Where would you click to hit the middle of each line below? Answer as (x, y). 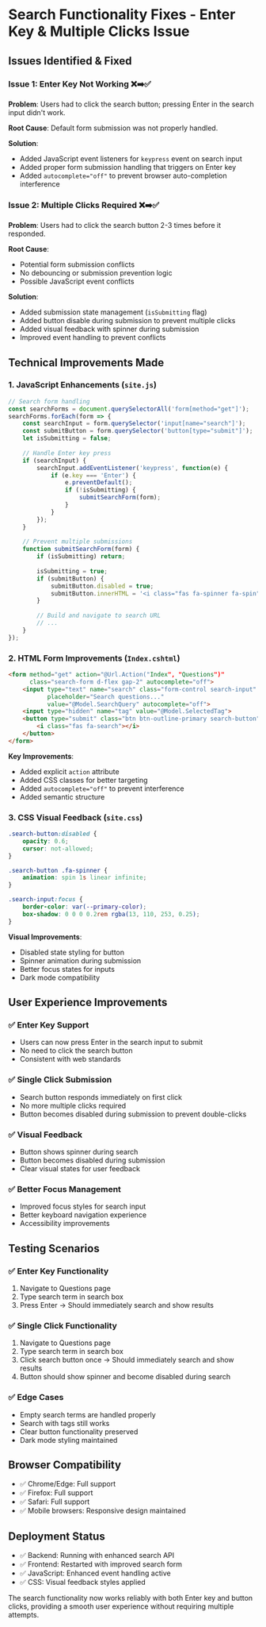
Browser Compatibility (65, 1465)
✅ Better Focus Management (65, 1189)
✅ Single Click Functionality (63, 1325)
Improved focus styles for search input (83, 1207)
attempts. (24, 1615)
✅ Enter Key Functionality (59, 1270)
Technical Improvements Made (86, 362)
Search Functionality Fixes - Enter (122, 15)
